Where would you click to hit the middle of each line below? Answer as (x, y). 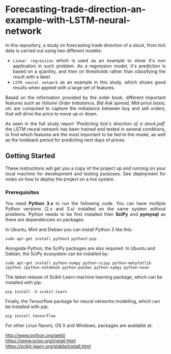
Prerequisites (22, 192)
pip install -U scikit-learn (36, 292)
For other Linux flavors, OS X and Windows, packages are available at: (79, 325)
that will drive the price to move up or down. (52, 114)
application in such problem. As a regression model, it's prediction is (89, 66)
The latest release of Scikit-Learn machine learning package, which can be (84, 277)
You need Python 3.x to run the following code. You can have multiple (85, 204)
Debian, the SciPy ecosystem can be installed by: (57, 254)
